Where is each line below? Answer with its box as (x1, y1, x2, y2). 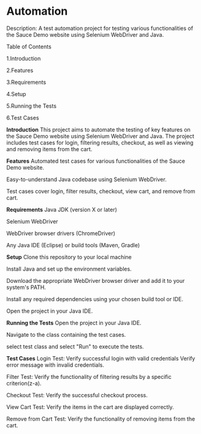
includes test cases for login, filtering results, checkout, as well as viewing (6, 139, 194, 146)
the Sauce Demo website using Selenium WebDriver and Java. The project (6, 132, 195, 140)
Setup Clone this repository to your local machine (6, 253, 132, 261)
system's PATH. (6, 283, 46, 291)
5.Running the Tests (6, 102, 57, 110)
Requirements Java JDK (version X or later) (6, 206, 118, 213)
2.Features (6, 66, 34, 74)
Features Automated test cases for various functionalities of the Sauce (6, 157, 186, 165)
